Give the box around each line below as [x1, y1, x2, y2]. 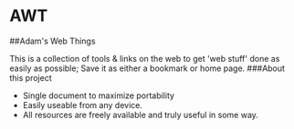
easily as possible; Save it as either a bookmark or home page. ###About [9, 63, 286, 74]
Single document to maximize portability [22, 90, 175, 101]
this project [9, 72, 52, 83]
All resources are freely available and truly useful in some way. [22, 109, 258, 120]
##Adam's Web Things [9, 35, 96, 46]
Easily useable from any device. [22, 99, 143, 110]
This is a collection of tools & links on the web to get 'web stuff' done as [9, 53, 280, 64]
